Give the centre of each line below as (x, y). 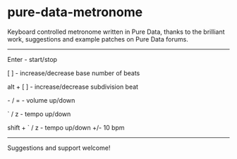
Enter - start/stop (32, 59)
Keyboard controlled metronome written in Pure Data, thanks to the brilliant (116, 32)
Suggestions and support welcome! (59, 148)
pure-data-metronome (75, 12)
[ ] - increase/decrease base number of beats (74, 73)
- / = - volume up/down (41, 100)
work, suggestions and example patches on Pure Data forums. (98, 39)
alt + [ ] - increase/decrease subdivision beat (73, 87)
